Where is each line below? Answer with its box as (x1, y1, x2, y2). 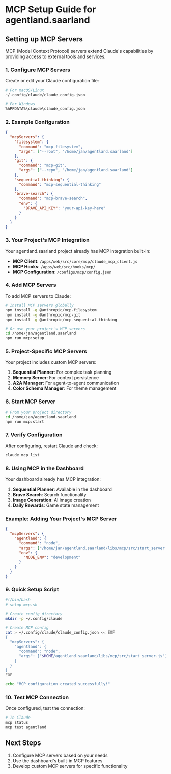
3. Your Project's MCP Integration (5, 237, 90, 244)
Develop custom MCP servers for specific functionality (12, 763, 128, 769)
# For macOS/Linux (5, 88, 44, 93)
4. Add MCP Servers (5, 281, 56, 289)
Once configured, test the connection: (5, 705, 85, 711)
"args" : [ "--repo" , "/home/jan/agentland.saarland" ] (18, 168, 133, 173)
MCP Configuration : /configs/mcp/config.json (12, 269, 112, 275)
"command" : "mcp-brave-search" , (18, 196, 88, 202)
